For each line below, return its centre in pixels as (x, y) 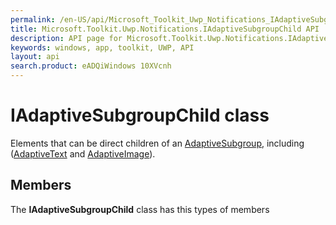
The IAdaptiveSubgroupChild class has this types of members (140, 209)
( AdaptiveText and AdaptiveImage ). (83, 153)
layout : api (35, 57)
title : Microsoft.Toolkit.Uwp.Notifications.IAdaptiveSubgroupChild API (165, 29)
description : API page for (66, 38)
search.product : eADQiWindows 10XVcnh (91, 66)
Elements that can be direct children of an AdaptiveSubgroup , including (157, 143)
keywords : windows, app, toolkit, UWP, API (102, 47)
